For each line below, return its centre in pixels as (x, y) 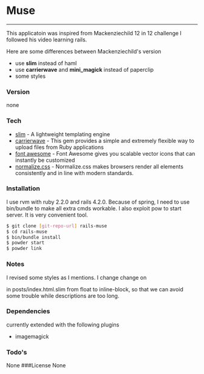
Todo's (17, 352)
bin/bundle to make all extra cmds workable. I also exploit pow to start (94, 208)
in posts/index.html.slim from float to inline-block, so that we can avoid (95, 289)
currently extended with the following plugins (63, 324)
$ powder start (25, 243)
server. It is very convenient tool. (47, 215)
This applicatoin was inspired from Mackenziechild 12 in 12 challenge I (94, 33)
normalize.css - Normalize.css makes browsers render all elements (99, 166)
